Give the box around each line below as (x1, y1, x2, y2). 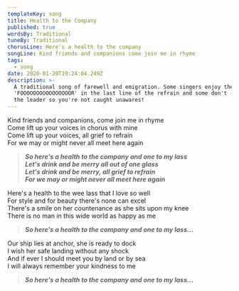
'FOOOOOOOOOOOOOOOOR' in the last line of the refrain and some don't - (14, 90, 234, 97)
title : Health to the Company (7, 17, 97, 24)
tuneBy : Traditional (7, 37, 69, 44)
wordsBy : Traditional (7, 30, 72, 38)
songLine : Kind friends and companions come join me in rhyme (7, 51, 196, 58)
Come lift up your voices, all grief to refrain (7, 131, 133, 139)
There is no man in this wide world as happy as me (7, 211, 156, 220)
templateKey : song (7, 10, 62, 18)
